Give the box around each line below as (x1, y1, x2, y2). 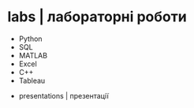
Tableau (18, 76, 46, 85)
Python (18, 34, 43, 43)
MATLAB (18, 50, 48, 60)
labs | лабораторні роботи (7, 8, 187, 26)
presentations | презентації (18, 91, 110, 100)
